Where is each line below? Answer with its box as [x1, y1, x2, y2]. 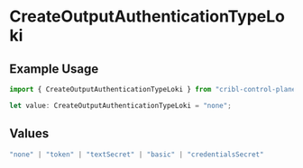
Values [9, 126, 50, 141]
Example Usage [9, 61, 99, 76]
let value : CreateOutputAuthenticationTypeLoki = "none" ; [9, 101, 232, 110]
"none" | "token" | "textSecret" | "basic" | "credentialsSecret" [9, 150, 264, 159]
